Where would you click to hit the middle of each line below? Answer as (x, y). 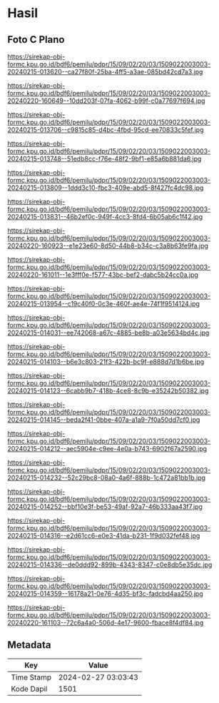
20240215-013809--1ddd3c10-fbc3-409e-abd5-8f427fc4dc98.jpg (106, 188)
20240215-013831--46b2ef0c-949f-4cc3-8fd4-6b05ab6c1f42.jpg (105, 217)
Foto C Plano (36, 40)
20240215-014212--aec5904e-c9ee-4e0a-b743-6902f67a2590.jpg (107, 449)
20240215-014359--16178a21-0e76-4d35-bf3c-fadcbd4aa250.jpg (105, 593)
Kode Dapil (29, 689)
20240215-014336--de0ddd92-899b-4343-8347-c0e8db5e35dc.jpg (110, 565)
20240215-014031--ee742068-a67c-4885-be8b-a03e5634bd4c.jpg (108, 333)
